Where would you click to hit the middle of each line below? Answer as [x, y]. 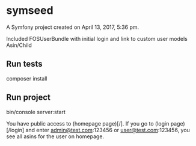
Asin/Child [19, 45]
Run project [29, 98]
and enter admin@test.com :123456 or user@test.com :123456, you [108, 130]
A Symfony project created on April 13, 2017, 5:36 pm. [73, 27]
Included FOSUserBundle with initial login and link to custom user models [97, 38]
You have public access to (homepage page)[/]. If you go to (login [88, 123]
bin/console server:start [36, 112]
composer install [27, 78]
